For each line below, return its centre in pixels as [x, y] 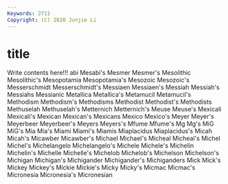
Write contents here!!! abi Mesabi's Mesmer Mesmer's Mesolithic [99, 73]
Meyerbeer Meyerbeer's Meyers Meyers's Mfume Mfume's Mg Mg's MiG [111, 124]
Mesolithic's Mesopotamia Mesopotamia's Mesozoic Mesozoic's [99, 80]
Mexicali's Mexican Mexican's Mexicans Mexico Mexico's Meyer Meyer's [111, 117]
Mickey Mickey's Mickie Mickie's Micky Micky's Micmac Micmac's [101, 168]
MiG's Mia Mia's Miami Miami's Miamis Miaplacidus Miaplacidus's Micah [110, 131]
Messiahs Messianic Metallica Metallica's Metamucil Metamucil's [99, 95]
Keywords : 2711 [29, 13]
